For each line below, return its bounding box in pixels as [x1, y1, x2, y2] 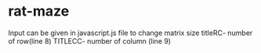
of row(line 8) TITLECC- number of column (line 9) [8, 36, 171, 45]
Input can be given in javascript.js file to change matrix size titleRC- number [8, 28, 253, 37]
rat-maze [8, 2, 70, 20]
